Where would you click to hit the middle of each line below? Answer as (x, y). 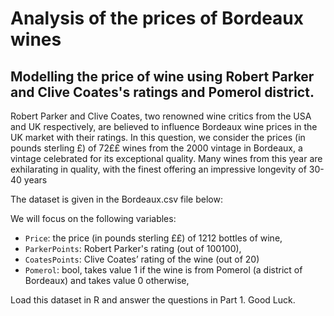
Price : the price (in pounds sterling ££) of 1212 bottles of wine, (153, 238)
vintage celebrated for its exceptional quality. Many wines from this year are (166, 158)
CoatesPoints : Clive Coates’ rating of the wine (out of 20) (142, 259)
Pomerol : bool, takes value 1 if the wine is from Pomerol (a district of (163, 270)
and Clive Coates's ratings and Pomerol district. (162, 92)
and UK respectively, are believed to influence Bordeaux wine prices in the (164, 126)
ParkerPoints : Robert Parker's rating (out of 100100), (133, 248)
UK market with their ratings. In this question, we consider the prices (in (158, 137)
